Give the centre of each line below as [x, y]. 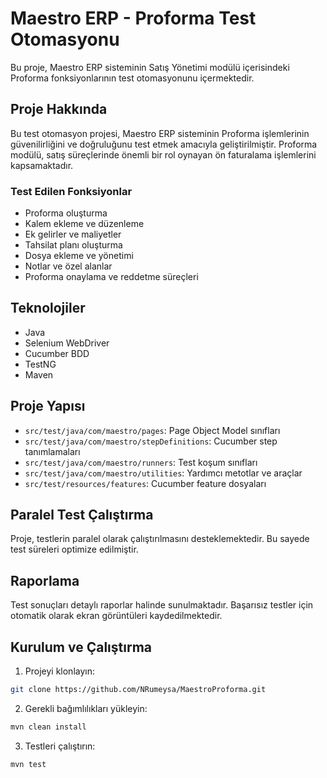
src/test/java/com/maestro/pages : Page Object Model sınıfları [152, 430]
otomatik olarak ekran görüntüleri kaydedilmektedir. [116, 616]
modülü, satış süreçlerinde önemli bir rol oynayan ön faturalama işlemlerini [163, 154]
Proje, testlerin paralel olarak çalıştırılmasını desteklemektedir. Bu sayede [160, 539]
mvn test [28, 764]
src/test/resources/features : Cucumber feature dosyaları [145, 483]
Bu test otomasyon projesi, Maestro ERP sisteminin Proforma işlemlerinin [160, 133]
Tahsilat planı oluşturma [73, 245]
